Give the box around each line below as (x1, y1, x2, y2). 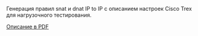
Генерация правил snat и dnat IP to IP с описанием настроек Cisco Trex (6, 5, 192, 12)
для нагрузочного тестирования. (6, 11, 92, 19)
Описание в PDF (6, 23, 49, 30)
